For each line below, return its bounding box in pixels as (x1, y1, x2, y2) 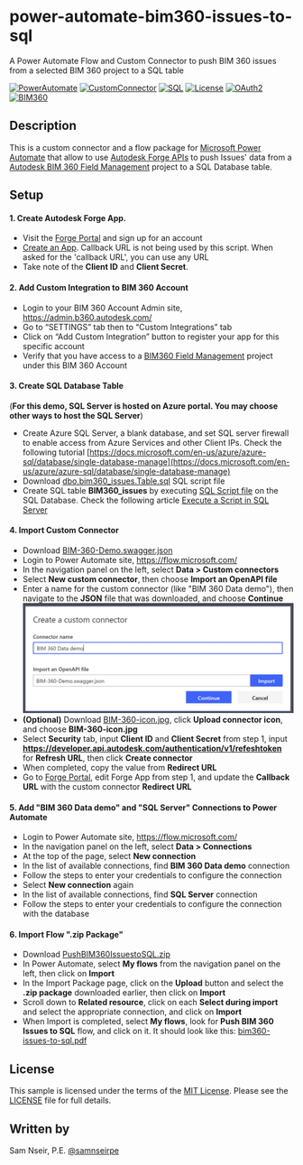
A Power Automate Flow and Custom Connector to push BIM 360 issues (9, 55, 277, 66)
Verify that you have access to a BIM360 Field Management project (22, 350, 273, 361)
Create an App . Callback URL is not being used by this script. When (22, 242, 273, 254)
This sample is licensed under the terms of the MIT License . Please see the (9, 1086, 289, 1096)
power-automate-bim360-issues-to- (9, 6, 293, 27)
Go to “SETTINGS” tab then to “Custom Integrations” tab (22, 321, 233, 332)
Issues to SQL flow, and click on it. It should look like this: (22, 1026, 236, 1037)
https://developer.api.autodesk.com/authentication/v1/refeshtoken (22, 743, 282, 754)
